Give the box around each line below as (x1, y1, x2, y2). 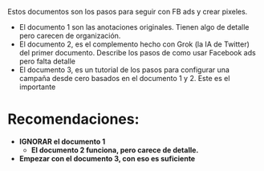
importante (18, 82, 56, 92)
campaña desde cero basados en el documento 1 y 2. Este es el (18, 74, 230, 83)
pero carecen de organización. (18, 31, 121, 40)
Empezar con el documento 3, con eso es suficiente (18, 153, 196, 163)
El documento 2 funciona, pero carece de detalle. (30, 145, 199, 155)
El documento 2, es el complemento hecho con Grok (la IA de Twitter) (18, 39, 250, 49)
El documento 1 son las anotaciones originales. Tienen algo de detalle (18, 22, 250, 31)
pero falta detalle (18, 56, 75, 66)
